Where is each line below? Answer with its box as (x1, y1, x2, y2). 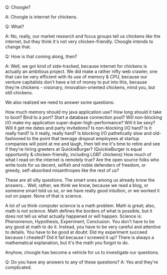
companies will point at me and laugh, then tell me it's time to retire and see (5, 141, 161, 147)
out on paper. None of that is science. (5, 193, 83, 199)
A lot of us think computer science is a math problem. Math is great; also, (5, 203, 156, 209)
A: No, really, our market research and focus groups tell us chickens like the (5, 33, 161, 39)
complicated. (5, 265, 32, 270)
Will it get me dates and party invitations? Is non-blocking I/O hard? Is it (5, 125, 152, 131)
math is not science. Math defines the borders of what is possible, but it (5, 208, 153, 214)
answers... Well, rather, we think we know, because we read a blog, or (5, 182, 149, 188)
